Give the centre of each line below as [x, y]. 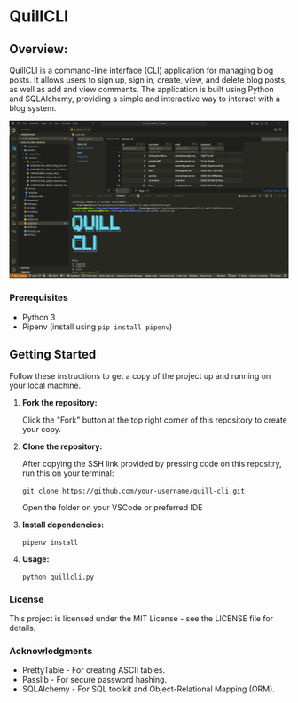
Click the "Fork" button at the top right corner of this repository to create [155, 420]
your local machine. [45, 385]
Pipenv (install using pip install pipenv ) [97, 327]
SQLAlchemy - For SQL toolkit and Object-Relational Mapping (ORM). [148, 689]
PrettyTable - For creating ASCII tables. [94, 670]
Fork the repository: [59, 402]
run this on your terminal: [68, 473]
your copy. [42, 429]
